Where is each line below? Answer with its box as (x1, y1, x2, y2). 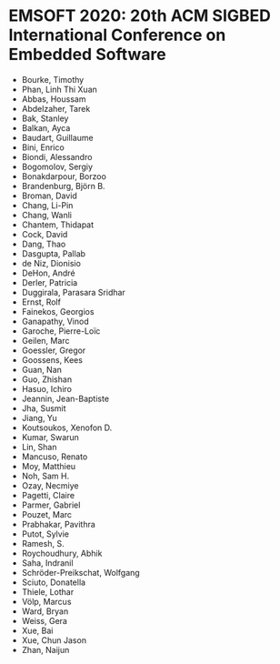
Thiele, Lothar (21, 586, 75, 597)
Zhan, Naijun (21, 644, 70, 655)
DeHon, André (21, 267, 75, 278)
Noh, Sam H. (21, 470, 70, 481)
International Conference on (8, 25, 226, 45)
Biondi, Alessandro (21, 151, 93, 162)
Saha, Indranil (21, 557, 74, 568)
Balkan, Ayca (21, 122, 71, 133)
